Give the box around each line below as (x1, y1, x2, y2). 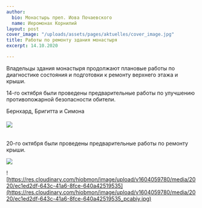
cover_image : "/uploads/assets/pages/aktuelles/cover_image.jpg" (6, 32, 174, 38)
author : (6, 8, 26, 15)
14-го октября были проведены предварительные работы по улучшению (6, 89, 195, 96)
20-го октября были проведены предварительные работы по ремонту (6, 140, 189, 147)
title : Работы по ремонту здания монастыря (6, 37, 118, 43)
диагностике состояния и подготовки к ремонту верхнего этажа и (6, 71, 178, 78)
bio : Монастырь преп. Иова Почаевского (11, 15, 112, 21)
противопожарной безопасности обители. (6, 95, 116, 103)
